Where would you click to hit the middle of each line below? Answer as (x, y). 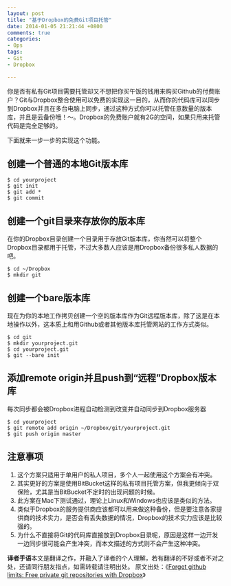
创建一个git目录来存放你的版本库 (76, 221)
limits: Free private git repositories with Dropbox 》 (76, 574)
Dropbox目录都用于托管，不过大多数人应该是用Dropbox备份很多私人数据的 (113, 248)
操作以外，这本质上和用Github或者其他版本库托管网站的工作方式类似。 (113, 325)
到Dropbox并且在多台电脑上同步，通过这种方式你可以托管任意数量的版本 (110, 108)
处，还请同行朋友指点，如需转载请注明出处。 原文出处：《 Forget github (107, 566)
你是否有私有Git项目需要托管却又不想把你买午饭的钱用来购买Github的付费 (111, 91)
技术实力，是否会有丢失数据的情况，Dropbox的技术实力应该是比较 (129, 517)
